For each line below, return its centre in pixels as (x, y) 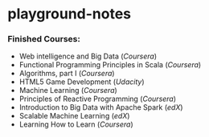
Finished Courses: (44, 39)
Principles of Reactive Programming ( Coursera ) (98, 99)
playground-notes (70, 14)
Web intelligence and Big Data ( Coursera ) (88, 56)
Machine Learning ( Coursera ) (68, 91)
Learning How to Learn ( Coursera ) (76, 124)
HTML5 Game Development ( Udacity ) (82, 82)
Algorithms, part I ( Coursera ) (67, 74)
